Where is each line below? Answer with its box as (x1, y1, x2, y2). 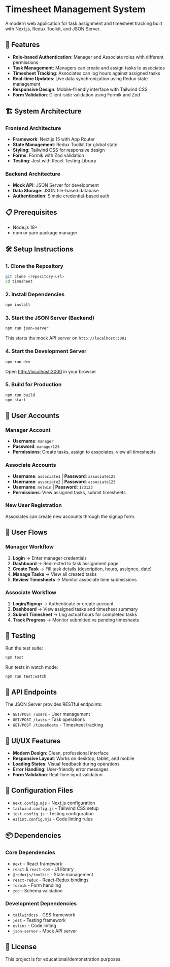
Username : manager (12, 438, 54, 444)
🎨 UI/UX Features (5, 737, 61, 745)
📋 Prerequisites (5, 208, 57, 217)
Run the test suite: (5, 645, 43, 651)
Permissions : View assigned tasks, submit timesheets (12, 489, 126, 495)
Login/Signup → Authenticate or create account (12, 600, 114, 607)
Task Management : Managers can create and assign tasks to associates (12, 64, 165, 71)
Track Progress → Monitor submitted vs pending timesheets (12, 616, 140, 623)
